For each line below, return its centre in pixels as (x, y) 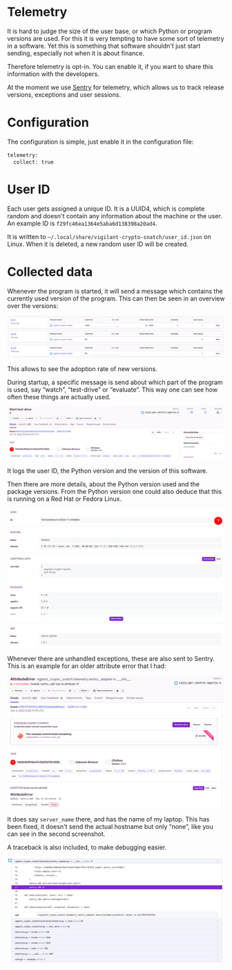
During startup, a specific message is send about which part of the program (115, 382)
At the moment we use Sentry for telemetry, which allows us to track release (116, 87)
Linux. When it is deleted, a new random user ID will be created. (98, 244)
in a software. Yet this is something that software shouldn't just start (104, 46)
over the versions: (33, 305)
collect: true (33, 162)
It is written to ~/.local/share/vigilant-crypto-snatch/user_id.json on (109, 236)
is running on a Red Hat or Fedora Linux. (65, 499)
